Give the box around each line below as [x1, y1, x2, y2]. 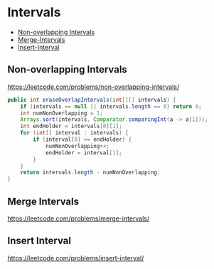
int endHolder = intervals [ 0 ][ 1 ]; [20, 122, 122, 130]
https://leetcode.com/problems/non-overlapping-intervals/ [7, 83, 180, 91]
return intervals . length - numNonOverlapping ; [20, 169, 161, 176]
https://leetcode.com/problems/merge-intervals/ [7, 214, 150, 223]
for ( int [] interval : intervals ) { [20, 130, 129, 137]
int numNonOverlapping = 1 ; [20, 110, 103, 117]
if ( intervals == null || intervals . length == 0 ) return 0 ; [20, 102, 202, 110]
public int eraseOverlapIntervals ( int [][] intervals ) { [7, 96, 176, 103]
